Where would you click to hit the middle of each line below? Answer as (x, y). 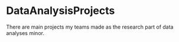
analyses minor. (25, 33)
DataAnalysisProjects (61, 11)
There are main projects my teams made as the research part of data (90, 27)
